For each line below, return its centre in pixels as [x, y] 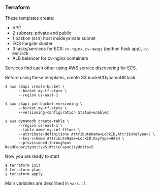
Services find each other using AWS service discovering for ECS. [71, 68]
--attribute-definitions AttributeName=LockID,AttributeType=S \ [86, 134]
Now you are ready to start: [33, 156]
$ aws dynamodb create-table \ [37, 121]
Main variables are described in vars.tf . [46, 183]
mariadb [20, 53]
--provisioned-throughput [45, 143]
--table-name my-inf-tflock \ [49, 130]
